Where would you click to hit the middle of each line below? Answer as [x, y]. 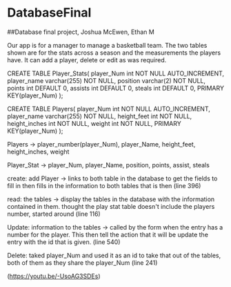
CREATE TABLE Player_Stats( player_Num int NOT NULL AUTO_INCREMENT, [116, 73]
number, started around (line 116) [54, 214]
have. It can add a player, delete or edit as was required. [87, 59]
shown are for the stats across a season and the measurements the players [114, 53]
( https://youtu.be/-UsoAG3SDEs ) [54, 276]
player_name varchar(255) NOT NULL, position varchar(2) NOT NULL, [106, 80]
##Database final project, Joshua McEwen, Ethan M [81, 32]
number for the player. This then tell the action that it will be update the [108, 234]
